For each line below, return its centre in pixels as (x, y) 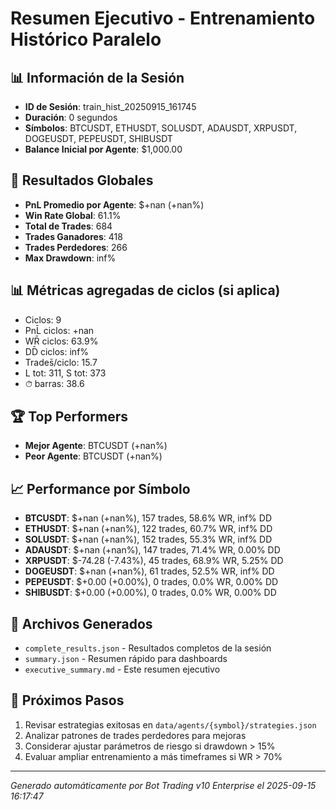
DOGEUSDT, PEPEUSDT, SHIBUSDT (98, 138)
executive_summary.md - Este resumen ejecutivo (122, 669)
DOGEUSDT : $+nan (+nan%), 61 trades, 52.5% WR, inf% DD (149, 571)
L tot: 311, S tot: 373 (65, 373)
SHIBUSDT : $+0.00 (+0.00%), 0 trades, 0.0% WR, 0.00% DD (150, 593)
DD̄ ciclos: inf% (57, 351)
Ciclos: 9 (43, 319)
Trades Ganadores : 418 (73, 236)
